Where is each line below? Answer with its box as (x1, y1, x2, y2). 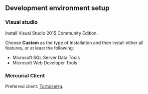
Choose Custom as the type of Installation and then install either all (5, 40, 144, 46)
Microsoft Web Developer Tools (12, 59, 78, 66)
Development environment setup (5, 4, 110, 12)
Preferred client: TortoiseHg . (5, 83, 64, 89)
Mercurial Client (5, 72, 45, 79)
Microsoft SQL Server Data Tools (12, 54, 80, 60)
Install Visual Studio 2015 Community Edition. (5, 30, 98, 36)
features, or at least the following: (5, 45, 74, 51)
